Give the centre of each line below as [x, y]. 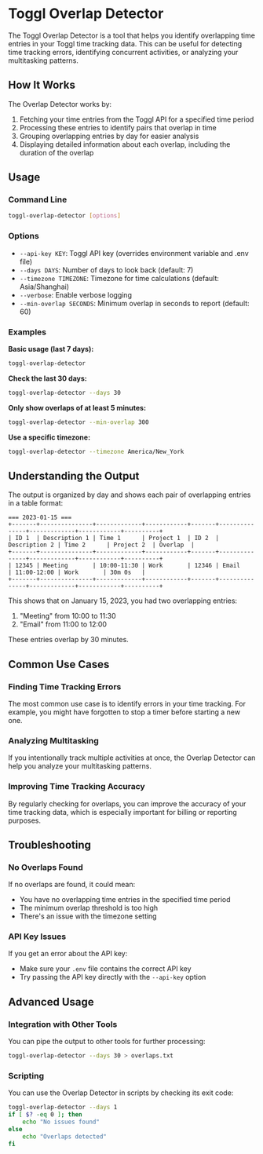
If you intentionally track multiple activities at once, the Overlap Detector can [132, 758]
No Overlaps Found [46, 867]
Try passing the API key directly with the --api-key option [113, 977]
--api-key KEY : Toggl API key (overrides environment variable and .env [134, 253]
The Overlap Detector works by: [60, 104]
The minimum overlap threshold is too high [89, 908]
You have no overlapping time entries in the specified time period [125, 900]
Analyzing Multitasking [54, 740]
